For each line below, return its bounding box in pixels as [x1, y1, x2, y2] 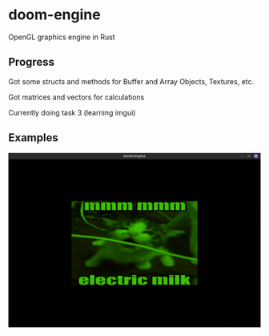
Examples [8, 131, 58, 145]
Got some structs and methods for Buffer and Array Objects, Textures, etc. [8, 76, 255, 86]
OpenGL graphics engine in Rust [8, 32, 115, 42]
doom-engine [8, 6, 102, 24]
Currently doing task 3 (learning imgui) [8, 107, 136, 117]
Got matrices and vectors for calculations [8, 92, 145, 102]
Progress [8, 55, 54, 69]
